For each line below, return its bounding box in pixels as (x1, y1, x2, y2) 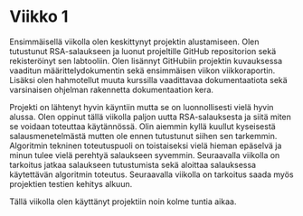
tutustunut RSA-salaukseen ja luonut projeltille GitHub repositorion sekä (9, 45, 277, 56)
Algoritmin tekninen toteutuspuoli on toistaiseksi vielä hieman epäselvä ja (9, 140, 282, 151)
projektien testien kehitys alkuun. (9, 178, 133, 189)
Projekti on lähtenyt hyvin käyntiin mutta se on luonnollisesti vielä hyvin (9, 101, 274, 112)
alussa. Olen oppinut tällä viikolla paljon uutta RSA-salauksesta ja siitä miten (9, 111, 292, 122)
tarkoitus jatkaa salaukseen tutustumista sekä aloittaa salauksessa (9, 159, 256, 170)
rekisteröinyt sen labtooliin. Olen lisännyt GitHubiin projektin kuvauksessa (9, 55, 283, 66)
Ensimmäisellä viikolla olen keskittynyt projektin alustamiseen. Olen (9, 36, 260, 47)
